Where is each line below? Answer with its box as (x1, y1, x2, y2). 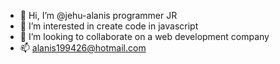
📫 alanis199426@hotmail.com (19, 42, 147, 54)
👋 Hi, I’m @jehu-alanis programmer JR (19, 10, 178, 21)
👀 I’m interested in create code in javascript (19, 20, 199, 32)
